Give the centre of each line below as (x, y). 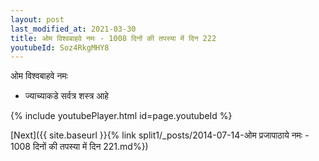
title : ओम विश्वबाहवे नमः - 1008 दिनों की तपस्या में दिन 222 (113, 38)
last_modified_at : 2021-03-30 (73, 29)
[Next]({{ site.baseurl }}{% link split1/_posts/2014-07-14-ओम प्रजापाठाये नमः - (160, 135)
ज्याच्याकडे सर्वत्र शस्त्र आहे (66, 96)
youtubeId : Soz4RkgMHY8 (60, 47)
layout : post (37, 19)
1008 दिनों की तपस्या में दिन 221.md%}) (79, 147)
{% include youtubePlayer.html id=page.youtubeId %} (121, 116)
